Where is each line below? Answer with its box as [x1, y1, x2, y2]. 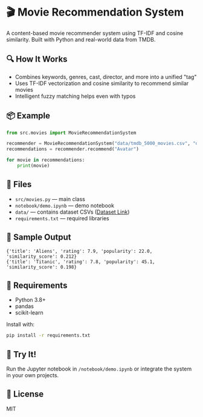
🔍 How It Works [6, 54, 68, 65]
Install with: [6, 321, 35, 328]
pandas [14, 303, 34, 310]
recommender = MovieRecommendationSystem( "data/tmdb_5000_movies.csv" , [6, 141, 190, 147]
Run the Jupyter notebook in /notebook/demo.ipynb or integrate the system [6, 365, 192, 372]
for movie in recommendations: [6, 157, 85, 164]
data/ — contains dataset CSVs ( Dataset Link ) [14, 208, 130, 215]
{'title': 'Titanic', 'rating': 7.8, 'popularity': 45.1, [6, 258, 155, 265]
